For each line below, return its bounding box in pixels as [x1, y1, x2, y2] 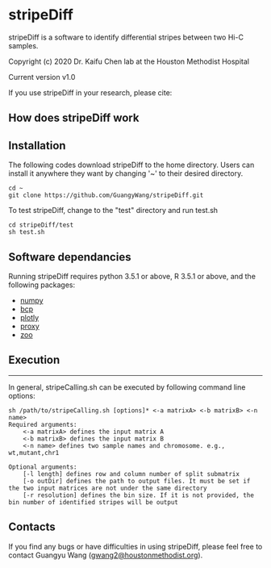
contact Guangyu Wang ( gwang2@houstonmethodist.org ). [8, 550, 203, 560]
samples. [8, 40, 39, 50]
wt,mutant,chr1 [8, 449, 60, 457]
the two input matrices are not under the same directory [8, 484, 207, 492]
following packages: [8, 280, 76, 290]
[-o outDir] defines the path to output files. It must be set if [23, 477, 251, 485]
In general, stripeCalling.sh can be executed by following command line [8, 382, 246, 392]
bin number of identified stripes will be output [8, 498, 179, 506]
